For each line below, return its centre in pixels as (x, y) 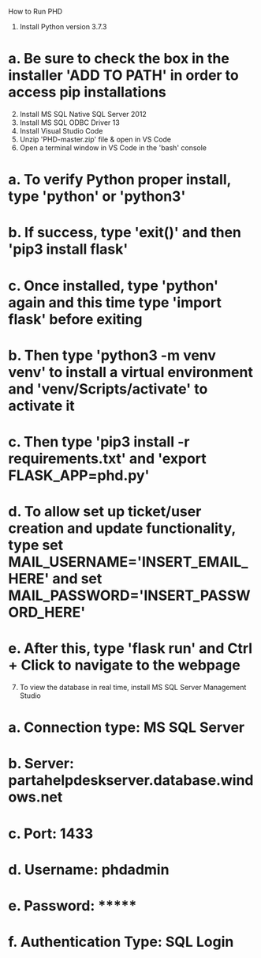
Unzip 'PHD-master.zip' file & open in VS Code (95, 139)
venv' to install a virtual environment (131, 372)
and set (77, 579)
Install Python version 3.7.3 (63, 26)
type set (36, 545)
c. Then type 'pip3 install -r (99, 441)
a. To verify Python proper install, (119, 180)
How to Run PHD (35, 11)
